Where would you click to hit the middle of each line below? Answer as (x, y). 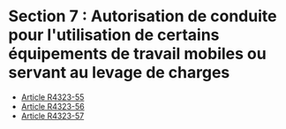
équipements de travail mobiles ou (137, 54)
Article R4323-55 (53, 97)
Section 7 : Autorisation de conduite (143, 16)
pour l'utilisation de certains (114, 35)
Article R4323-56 (53, 106)
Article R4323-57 (53, 116)
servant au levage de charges (119, 73)
